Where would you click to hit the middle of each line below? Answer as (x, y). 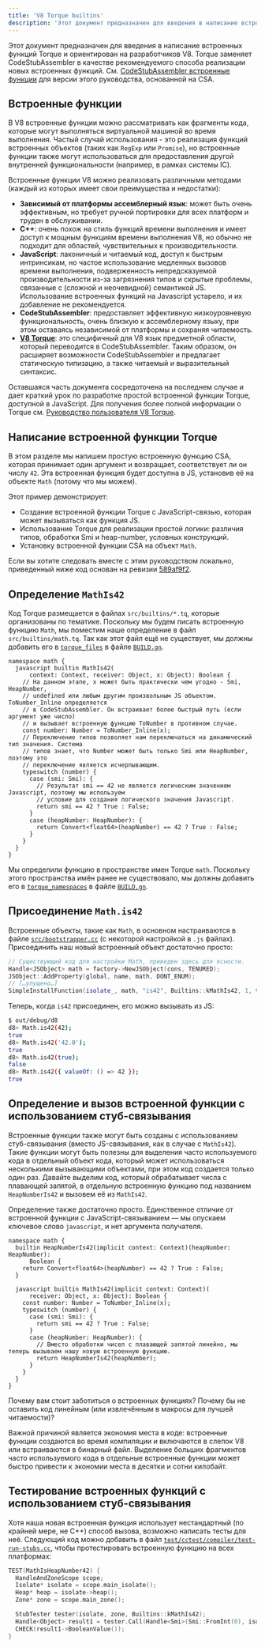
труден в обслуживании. (61, 221)
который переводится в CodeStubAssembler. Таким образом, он (128, 347)
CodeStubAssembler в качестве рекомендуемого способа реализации (127, 62)
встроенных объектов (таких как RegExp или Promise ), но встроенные (124, 148)
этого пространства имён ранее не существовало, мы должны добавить (131, 877)
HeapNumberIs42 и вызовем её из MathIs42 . (78, 1194)
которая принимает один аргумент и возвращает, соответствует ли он (128, 465)
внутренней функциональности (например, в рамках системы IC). (120, 165)
